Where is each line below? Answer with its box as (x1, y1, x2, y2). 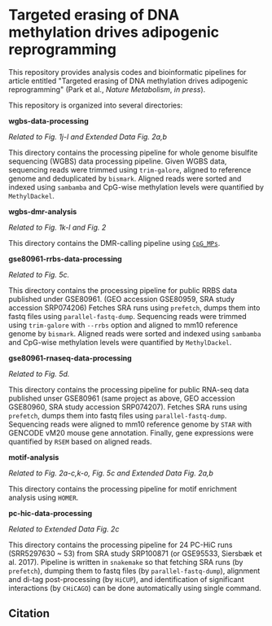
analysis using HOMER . (8, 492, 79, 502)
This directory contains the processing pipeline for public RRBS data (8, 285, 238, 295)
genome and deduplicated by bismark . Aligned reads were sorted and (8, 173, 242, 183)
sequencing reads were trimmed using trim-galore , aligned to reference (8, 164, 252, 174)
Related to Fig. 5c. (8, 269, 70, 279)
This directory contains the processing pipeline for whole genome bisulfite (8, 147, 258, 157)
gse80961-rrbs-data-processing (8, 254, 122, 264)
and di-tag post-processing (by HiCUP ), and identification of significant (8, 574, 244, 584)
